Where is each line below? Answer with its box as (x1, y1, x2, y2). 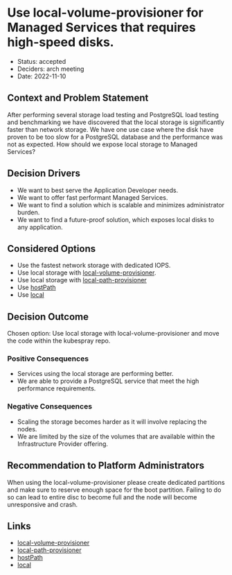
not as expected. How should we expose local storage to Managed (7, 140, 198, 148)
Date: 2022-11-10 (17, 71, 66, 80)
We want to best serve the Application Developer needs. (17, 186, 179, 194)
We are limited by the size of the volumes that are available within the (17, 432, 215, 440)
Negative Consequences (7, 402, 92, 411)
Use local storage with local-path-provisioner (17, 276, 147, 284)
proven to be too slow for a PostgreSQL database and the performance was (7, 132, 223, 141)
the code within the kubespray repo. (7, 336, 111, 345)
